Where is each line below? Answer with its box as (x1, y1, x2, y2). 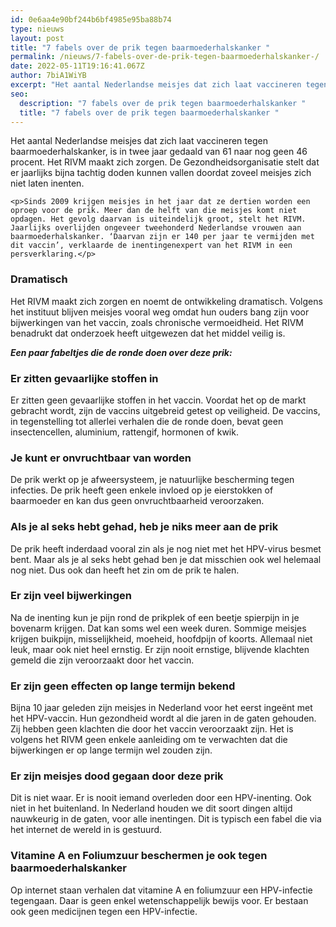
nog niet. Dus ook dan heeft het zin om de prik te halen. (10, 564, 240, 576)
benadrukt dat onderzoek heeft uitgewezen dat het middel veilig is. (10, 327, 286, 339)
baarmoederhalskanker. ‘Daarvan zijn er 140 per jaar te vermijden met (10, 232, 315, 242)
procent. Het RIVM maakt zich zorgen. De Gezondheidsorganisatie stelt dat (10, 156, 320, 168)
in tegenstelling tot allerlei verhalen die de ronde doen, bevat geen (10, 415, 284, 427)
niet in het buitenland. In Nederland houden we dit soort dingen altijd (10, 802, 293, 815)
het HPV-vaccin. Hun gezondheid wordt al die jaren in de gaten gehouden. (10, 712, 317, 725)
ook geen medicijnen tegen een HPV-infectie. (10, 905, 198, 917)
